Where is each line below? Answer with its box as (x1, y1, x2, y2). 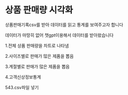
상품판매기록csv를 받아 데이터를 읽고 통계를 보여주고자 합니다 (5, 22, 124, 28)
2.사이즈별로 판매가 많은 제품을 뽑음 (5, 53, 74, 59)
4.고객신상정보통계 (5, 74, 41, 80)
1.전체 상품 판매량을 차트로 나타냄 (5, 42, 69, 48)
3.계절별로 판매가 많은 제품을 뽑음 (5, 63, 70, 69)
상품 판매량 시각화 (5, 4, 73, 16)
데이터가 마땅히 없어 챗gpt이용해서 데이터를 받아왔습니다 (5, 32, 114, 38)
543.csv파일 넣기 (5, 84, 39, 90)
